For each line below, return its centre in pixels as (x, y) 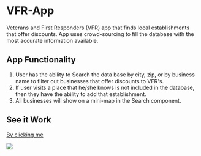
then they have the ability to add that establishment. (81, 94)
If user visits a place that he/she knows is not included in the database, (105, 87)
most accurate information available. (52, 40)
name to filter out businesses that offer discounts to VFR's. (89, 81)
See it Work (29, 120)
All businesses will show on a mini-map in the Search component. (98, 100)
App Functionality (41, 60)
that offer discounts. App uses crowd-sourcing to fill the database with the (100, 34)
